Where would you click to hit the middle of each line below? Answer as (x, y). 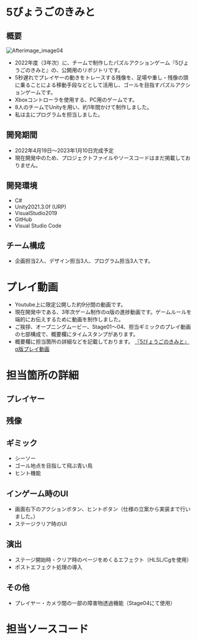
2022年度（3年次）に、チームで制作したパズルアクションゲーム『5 (96, 63)
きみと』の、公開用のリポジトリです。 (77, 70)
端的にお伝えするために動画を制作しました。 (69, 319)
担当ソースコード (47, 629)
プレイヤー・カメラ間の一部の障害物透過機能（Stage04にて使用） (95, 603)
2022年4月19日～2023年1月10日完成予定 (64, 150)
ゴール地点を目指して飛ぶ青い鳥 (54, 466)
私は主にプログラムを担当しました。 (59, 114)
